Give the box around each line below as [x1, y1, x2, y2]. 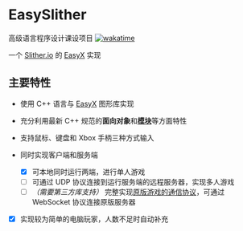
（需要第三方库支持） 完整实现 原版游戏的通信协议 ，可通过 [31, 187, 225, 197]
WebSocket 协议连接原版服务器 [31, 197, 136, 206]
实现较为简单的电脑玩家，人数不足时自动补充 [19, 214, 169, 224]
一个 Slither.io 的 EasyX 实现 [8, 50, 101, 59]
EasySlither [8, 6, 87, 24]
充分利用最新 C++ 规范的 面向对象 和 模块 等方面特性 [19, 115, 187, 125]
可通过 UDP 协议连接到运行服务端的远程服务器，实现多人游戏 [31, 176, 235, 186]
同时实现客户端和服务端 [19, 150, 98, 160]
